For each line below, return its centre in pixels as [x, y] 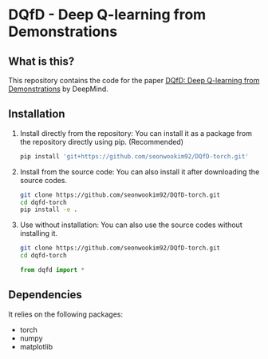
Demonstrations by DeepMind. [59, 89]
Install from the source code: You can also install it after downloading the [140, 172]
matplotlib [36, 346]
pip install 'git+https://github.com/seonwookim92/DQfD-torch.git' [134, 156]
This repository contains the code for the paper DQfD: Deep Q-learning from [134, 80]
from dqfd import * [52, 270]
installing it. [39, 233]
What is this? [41, 61]
